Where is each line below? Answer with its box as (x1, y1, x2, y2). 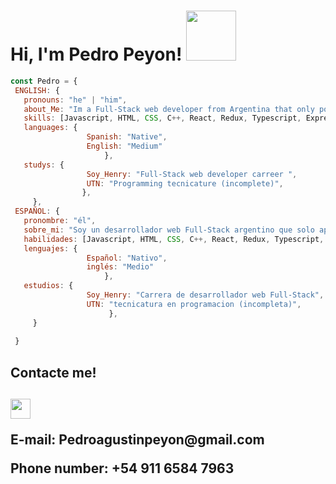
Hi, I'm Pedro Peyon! (10, 43, 183, 66)
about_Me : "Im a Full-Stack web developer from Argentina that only (23, 104, 315, 114)
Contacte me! (10, 364, 97, 381)
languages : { (23, 123, 78, 133)
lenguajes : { (23, 243, 78, 254)
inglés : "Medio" (86, 262, 155, 272)
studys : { (23, 160, 65, 170)
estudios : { (23, 281, 74, 291)
